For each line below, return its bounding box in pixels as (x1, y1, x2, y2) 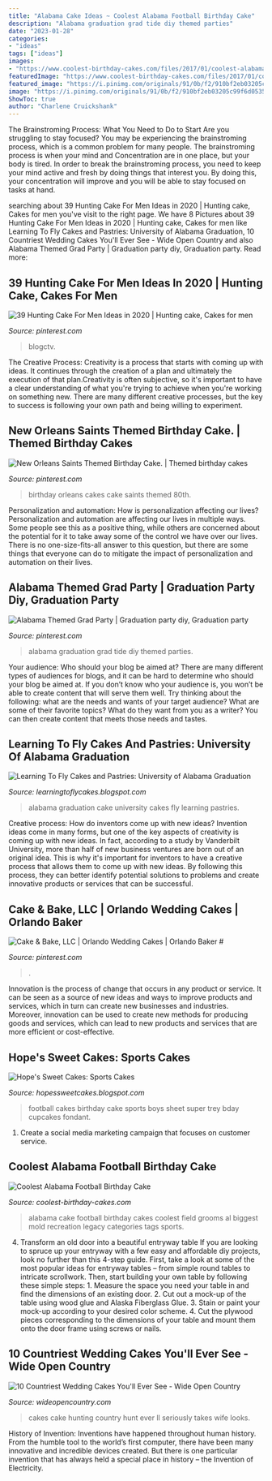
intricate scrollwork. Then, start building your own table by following (19, 1272, 248, 1281)
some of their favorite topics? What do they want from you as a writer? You (8, 705, 258, 715)
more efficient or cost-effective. (8, 1027, 115, 1037)
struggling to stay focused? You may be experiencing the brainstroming (8, 133, 247, 143)
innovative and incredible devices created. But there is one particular (8, 1445, 238, 1455)
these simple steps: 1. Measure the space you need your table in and (19, 1280, 249, 1290)
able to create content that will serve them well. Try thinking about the (8, 687, 241, 698)
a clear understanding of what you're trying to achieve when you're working (8, 383, 262, 393)
